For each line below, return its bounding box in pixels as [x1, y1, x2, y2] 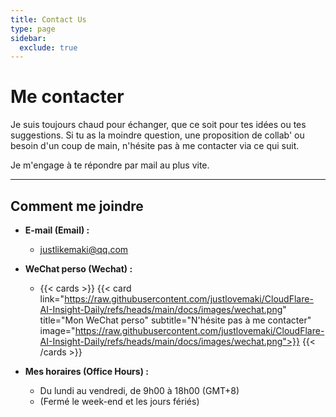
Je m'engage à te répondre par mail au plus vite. [10, 159, 210, 171]
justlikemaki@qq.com [39, 244, 129, 255]
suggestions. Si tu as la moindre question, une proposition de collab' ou [10, 129, 305, 141]
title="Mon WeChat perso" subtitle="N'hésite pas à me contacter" [39, 314, 312, 326]
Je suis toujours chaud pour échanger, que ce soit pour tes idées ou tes [10, 119, 307, 131]
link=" [39, 293, 65, 305]
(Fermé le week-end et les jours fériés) [39, 396, 200, 407]
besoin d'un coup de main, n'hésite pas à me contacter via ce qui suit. [10, 140, 300, 152]
